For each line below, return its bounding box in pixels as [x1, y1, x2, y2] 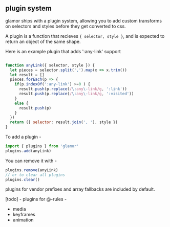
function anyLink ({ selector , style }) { [5, 62, 95, 68]
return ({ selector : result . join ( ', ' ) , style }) [10, 120, 118, 125]
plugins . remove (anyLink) [5, 167, 58, 173]
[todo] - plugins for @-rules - [5, 196, 67, 202]
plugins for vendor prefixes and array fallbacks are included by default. [5, 186, 155, 192]
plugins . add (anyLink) [5, 148, 52, 153]
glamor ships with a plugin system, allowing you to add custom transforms [5, 17, 162, 24]
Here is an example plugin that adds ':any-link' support [5, 48, 121, 54]
